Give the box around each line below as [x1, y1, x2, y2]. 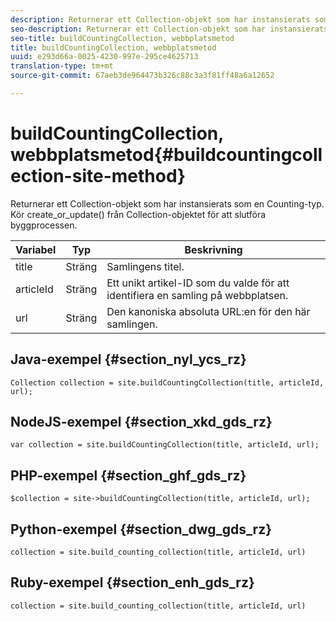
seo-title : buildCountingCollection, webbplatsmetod [10, 33, 235, 43]
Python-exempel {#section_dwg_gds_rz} [10, 521, 273, 538]
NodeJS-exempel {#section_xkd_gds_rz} [10, 414, 273, 431]
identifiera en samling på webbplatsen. [106, 288, 289, 302]
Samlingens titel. [106, 259, 185, 273]
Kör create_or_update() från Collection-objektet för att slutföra [10, 208, 267, 220]
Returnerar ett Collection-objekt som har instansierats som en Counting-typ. [10, 197, 325, 210]
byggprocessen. [10, 219, 78, 231]
